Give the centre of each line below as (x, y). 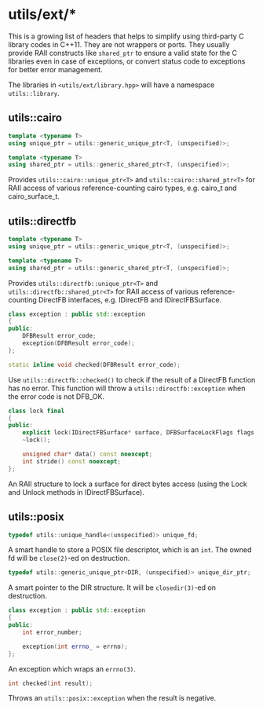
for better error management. (56, 69)
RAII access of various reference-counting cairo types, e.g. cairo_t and (122, 188)
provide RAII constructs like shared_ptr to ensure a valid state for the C (123, 53)
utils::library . (34, 93)
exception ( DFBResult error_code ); (79, 343)
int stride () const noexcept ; (72, 461)
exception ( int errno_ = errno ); (75, 646)
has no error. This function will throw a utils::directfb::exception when (127, 388)
